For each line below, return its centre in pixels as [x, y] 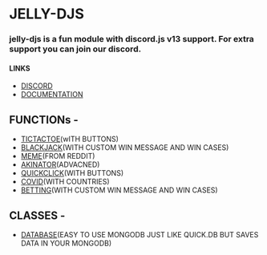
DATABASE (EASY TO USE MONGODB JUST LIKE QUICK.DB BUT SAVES [140, 234]
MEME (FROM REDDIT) [58, 156]
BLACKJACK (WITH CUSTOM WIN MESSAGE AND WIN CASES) [125, 148]
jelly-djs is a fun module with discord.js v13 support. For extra [132, 39]
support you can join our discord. [75, 49]
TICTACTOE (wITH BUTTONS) [70, 139]
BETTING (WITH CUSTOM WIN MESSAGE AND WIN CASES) [119, 190]
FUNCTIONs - [44, 120]
